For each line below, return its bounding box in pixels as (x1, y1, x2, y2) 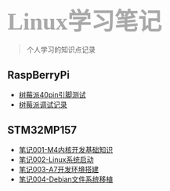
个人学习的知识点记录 (26, 45, 96, 54)
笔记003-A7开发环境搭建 (18, 164, 99, 174)
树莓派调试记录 (18, 100, 67, 109)
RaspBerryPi (7, 68, 70, 82)
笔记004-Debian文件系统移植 (18, 174, 114, 184)
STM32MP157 (7, 123, 78, 137)
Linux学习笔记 (7, 8, 162, 35)
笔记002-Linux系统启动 (18, 155, 94, 164)
